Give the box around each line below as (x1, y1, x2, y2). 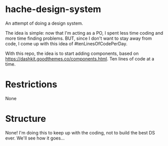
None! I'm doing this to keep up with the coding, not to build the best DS (5, 129, 155, 135)
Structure (5, 113, 46, 124)
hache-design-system (5, 4, 101, 15)
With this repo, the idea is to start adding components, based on (5, 50, 139, 56)
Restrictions (5, 79, 58, 90)
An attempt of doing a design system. (5, 20, 83, 26)
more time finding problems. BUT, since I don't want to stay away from (5, 35, 152, 41)
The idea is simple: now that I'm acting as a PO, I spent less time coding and (5, 30, 163, 36)
